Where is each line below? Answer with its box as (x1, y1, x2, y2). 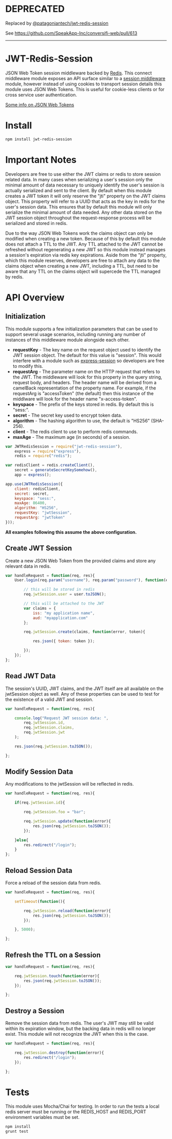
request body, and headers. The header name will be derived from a (12, 379, 157, 385)
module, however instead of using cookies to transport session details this (5, 81, 162, 87)
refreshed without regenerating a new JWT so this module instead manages (5, 246, 166, 252)
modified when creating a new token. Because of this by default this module (5, 235, 166, 241)
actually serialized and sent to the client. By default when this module (5, 187, 152, 193)
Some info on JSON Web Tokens (5, 101, 74, 108)
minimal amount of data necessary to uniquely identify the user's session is (5, 182, 165, 188)
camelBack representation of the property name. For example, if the (12, 385, 156, 391)
